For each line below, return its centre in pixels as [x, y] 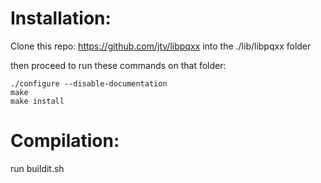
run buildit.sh [37, 168]
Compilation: [65, 141]
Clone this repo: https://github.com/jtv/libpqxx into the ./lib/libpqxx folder [161, 46]
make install [37, 101]
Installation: [61, 18]
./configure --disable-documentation [89, 83]
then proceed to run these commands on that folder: [118, 65]
